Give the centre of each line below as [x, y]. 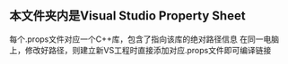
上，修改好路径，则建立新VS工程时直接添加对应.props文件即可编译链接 [140, 50]
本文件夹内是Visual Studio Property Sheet [127, 16]
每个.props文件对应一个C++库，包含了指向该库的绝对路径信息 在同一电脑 [144, 39]
